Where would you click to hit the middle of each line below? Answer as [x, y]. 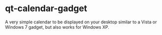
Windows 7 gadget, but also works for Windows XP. [57, 27]
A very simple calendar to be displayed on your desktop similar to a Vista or [81, 22]
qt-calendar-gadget [46, 9]
